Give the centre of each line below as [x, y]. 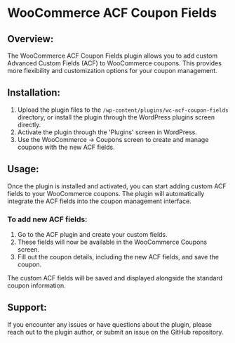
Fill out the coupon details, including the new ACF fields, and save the [118, 257]
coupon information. [36, 285]
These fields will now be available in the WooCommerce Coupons [112, 242]
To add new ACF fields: [47, 219]
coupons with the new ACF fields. [66, 147]
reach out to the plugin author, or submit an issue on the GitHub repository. [115, 332]
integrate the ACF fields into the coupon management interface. [99, 201]
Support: [27, 308]
